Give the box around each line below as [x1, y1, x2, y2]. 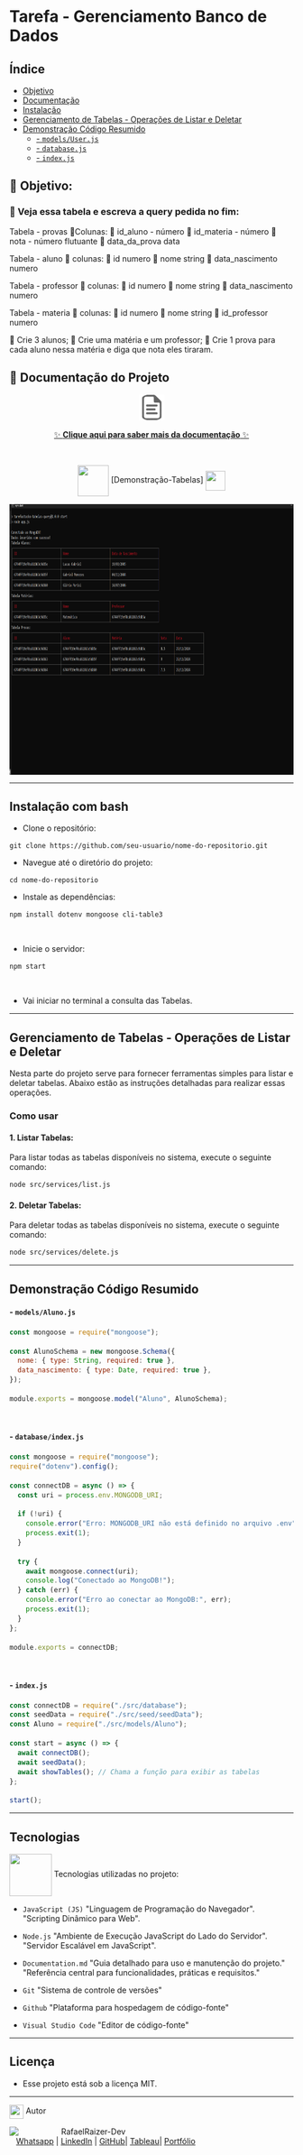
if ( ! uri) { [17, 1509, 63, 1519]
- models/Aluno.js [9, 1306, 77, 1318]
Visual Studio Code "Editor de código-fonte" [22, 2020, 189, 2031]
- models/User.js [35, 134, 99, 143]
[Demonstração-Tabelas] [111, 474, 204, 484]
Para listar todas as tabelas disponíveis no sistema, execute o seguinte [9, 1152, 272, 1163]
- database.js [35, 143, 87, 153]
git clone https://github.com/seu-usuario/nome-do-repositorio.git [9, 842, 269, 851]
